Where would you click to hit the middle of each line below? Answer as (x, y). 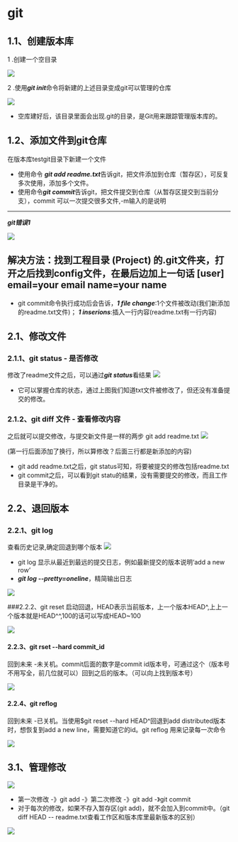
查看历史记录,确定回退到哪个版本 (55, 547)
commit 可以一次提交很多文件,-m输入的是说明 (100, 201)
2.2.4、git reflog (33, 704)
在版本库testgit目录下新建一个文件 (57, 159)
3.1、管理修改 (37, 768)
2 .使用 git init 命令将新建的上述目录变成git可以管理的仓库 (89, 88)
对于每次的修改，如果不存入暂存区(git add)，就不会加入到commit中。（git (124, 808)
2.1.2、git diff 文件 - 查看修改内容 (64, 419)
